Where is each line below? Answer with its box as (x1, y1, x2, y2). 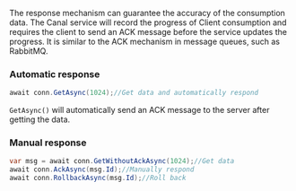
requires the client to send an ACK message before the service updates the (9, 27, 287, 37)
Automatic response (9, 67, 100, 80)
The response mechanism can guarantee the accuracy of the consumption (9, 8, 285, 18)
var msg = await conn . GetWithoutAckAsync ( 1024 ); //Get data (9, 157, 235, 166)
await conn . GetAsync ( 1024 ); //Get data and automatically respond (9, 89, 258, 98)
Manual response (9, 136, 87, 149)
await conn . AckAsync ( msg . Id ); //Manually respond (9, 165, 195, 174)
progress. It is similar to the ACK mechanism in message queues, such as (9, 36, 281, 47)
